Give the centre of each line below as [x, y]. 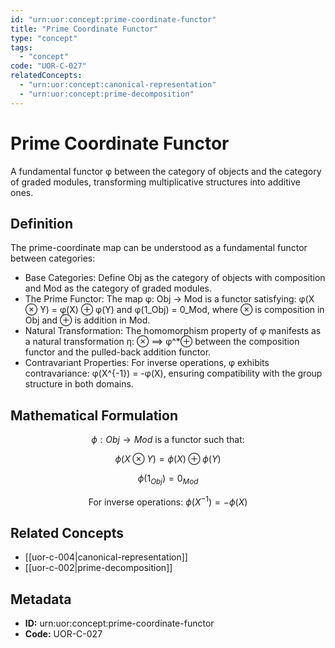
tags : [21, 47]
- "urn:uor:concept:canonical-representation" [118, 85]
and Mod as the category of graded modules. [118, 288]
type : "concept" [44, 38]
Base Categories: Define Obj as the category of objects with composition [175, 278]
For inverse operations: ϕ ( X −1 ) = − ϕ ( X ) [168, 501]
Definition [41, 223]
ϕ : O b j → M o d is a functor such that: [168, 440]
